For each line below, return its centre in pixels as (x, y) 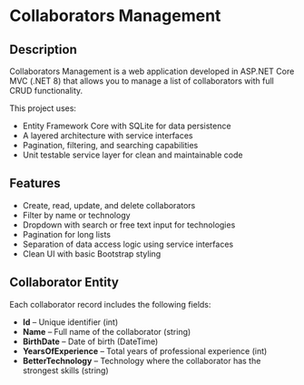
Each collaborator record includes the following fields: (110, 304)
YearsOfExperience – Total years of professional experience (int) (145, 350)
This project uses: (43, 108)
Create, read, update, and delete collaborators (109, 205)
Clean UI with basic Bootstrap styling (92, 253)
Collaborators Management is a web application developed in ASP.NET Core (152, 71)
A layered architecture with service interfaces (108, 136)
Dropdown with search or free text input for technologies (129, 225)
